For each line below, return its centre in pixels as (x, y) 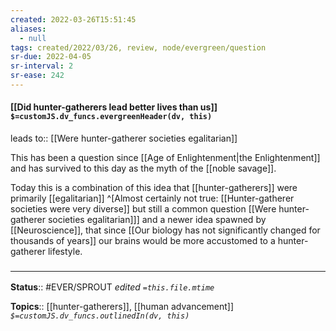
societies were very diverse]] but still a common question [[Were (143, 209)
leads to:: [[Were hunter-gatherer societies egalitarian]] (124, 138)
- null (33, 38)
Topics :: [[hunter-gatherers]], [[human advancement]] (122, 307)
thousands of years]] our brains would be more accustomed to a (143, 241)
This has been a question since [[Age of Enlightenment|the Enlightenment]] (165, 158)
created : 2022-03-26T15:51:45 (73, 19)
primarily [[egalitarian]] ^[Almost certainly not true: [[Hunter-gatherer (152, 198)
